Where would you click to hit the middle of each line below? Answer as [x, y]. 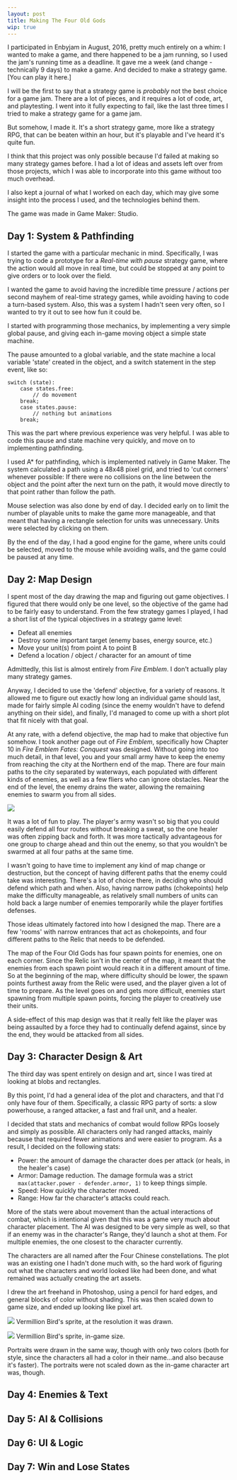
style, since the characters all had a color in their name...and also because [116, 1357]
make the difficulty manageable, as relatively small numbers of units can [112, 895]
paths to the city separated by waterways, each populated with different [112, 772]
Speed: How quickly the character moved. [79, 1190]
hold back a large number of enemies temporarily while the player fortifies [115, 903]
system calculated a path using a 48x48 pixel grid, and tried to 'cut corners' [118, 469]
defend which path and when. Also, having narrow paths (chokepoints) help [118, 888]
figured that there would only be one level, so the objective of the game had [118, 604]
